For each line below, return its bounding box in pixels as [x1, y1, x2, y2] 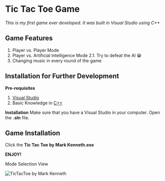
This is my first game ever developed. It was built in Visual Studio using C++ [5, 20, 160, 26]
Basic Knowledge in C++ [12, 100, 63, 106]
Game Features [5, 34, 53, 42]
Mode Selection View [5, 161, 48, 167]
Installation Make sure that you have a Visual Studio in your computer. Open [5, 109, 160, 115]
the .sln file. [5, 114, 30, 120]
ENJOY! [5, 151, 22, 157]
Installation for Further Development [5, 72, 119, 80]
